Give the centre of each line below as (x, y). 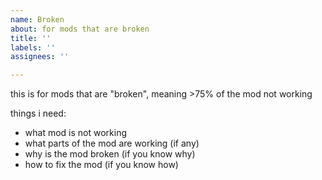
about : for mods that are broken (80, 29)
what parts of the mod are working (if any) (112, 143)
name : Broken (37, 19)
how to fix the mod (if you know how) (101, 165)
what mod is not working (75, 133)
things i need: (38, 113)
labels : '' (33, 47)
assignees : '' (40, 57)
